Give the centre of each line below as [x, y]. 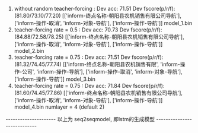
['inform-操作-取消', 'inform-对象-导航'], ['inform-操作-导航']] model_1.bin [103, 23]
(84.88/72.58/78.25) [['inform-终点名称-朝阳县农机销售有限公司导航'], [99, 37]
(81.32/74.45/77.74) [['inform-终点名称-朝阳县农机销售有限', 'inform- [97, 64]
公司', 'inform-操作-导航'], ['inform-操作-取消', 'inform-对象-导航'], [102, 72]
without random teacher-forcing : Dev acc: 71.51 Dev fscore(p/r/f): [95, 9]
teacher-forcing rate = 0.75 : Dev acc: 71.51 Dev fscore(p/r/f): [89, 57]
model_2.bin [29, 51]
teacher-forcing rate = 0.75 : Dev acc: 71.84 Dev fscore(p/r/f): [89, 86]
